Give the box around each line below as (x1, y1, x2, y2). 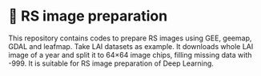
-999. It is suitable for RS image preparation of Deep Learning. (8, 59, 215, 68)
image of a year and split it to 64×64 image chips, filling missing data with (8, 50, 252, 59)
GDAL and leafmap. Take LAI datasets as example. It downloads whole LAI (8, 41, 254, 51)
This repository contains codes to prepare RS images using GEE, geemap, (8, 33, 252, 43)
